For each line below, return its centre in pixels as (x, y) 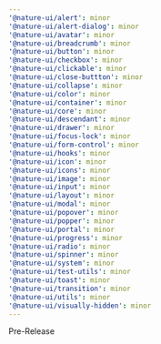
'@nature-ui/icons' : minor (60, 170)
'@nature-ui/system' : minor (62, 263)
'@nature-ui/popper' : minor (62, 221)
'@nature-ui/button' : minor (62, 52)
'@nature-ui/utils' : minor (60, 297)
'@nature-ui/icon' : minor (57, 162)
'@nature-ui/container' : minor (68, 102)
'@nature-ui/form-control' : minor (74, 145)
